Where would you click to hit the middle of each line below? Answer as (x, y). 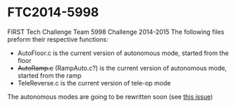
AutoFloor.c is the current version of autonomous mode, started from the (123, 53)
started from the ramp (50, 76)
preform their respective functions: (58, 39)
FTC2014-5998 (53, 12)
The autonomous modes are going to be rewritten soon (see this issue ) (110, 97)
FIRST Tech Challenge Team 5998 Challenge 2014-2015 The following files (116, 32)
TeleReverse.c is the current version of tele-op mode (94, 83)
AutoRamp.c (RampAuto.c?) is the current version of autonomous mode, (122, 68)
